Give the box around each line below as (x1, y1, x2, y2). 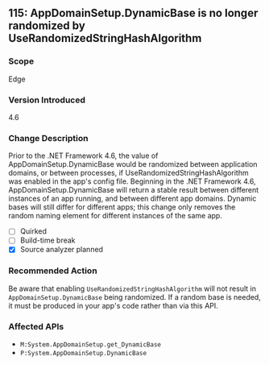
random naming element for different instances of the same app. (8, 211, 223, 221)
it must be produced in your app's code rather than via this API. (8, 301, 219, 310)
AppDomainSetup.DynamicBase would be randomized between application (8, 160, 258, 169)
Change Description (8, 132, 89, 143)
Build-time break (19, 235, 76, 245)
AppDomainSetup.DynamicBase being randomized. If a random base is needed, (8, 292, 262, 301)
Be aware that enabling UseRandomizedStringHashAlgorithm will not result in (8, 284, 256, 293)
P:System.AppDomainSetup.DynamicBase (19, 350, 147, 358)
